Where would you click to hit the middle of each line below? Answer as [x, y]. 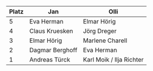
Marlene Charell [105, 40]
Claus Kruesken [51, 31]
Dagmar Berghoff [53, 50]
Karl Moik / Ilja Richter [113, 60]
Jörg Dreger [100, 31]
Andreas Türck [50, 60]
